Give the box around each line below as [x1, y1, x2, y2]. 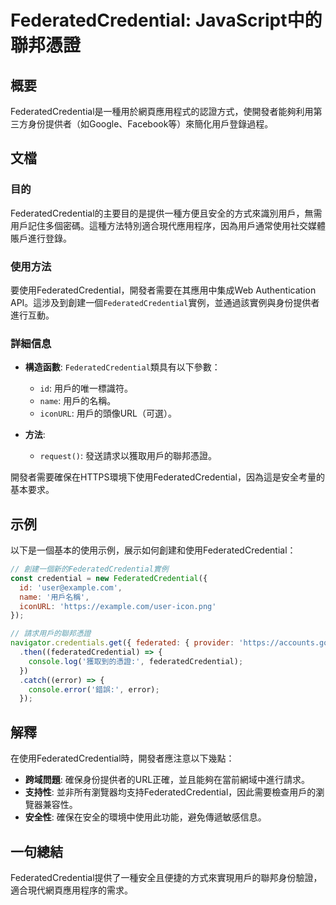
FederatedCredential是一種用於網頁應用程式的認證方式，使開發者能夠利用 [10, 106, 314, 117]
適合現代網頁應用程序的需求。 [10, 884, 133, 896]
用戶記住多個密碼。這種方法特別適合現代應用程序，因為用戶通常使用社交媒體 [10, 219, 326, 231]
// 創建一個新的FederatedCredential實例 [10, 564, 169, 575]
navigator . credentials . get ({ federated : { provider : [10, 638, 235, 648]
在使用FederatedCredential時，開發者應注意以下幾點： [10, 752, 235, 765]
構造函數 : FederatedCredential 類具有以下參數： [24, 361, 221, 373]
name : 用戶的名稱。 [39, 395, 117, 407]
